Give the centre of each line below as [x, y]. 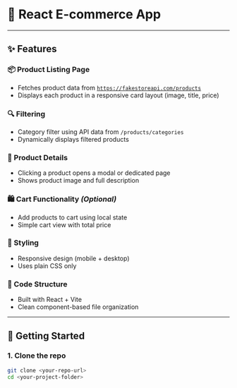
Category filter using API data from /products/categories [101, 132]
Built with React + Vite [50, 300]
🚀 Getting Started [46, 335]
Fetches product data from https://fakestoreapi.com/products [109, 87]
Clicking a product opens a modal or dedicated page [94, 173]
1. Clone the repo [37, 356]
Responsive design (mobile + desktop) [73, 258]
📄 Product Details [38, 157]
